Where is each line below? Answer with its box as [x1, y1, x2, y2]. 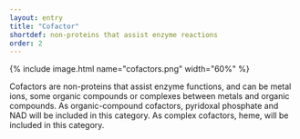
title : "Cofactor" [9, 22, 79, 31]
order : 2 [9, 38, 43, 48]
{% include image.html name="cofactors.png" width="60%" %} [9, 64, 250, 74]
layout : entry [9, 13, 64, 23]
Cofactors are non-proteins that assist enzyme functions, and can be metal [9, 81, 292, 92]
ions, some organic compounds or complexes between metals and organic [9, 91, 290, 102]
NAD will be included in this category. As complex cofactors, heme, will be [9, 110, 289, 121]
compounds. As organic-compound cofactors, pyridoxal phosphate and [9, 101, 279, 112]
